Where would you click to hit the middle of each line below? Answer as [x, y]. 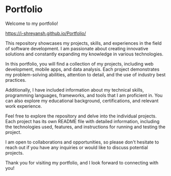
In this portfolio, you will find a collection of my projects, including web [80, 64]
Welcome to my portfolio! [32, 23]
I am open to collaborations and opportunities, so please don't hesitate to [82, 142]
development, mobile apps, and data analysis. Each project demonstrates [82, 69]
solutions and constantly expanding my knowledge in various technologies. [84, 54]
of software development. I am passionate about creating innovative [77, 48]
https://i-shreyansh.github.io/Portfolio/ [46, 33]
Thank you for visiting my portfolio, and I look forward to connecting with [82, 163]
